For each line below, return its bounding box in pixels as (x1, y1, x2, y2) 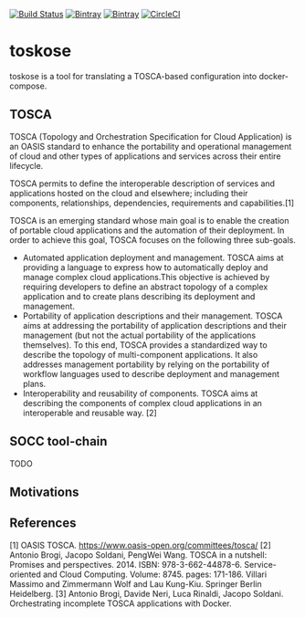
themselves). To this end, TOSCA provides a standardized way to (22, 339, 268, 351)
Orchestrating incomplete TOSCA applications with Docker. (9, 598, 232, 609)
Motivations (9, 484, 79, 499)
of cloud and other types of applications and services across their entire (9, 151, 281, 162)
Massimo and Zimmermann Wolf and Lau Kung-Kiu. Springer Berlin (9, 578, 262, 589)
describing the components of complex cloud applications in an (22, 397, 263, 408)
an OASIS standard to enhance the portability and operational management (9, 141, 292, 152)
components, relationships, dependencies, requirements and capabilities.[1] (9, 197, 295, 208)
